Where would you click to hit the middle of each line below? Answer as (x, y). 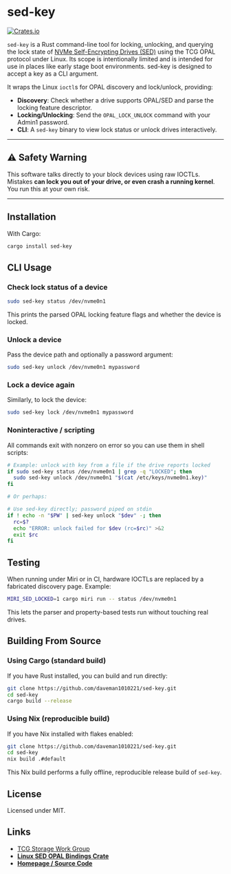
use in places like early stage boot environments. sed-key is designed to (110, 66)
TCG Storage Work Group (53, 849)
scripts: (18, 452)
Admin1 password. (43, 122)
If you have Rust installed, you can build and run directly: (88, 676)
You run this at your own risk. (48, 189)
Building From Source (54, 641)
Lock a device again (41, 385)
